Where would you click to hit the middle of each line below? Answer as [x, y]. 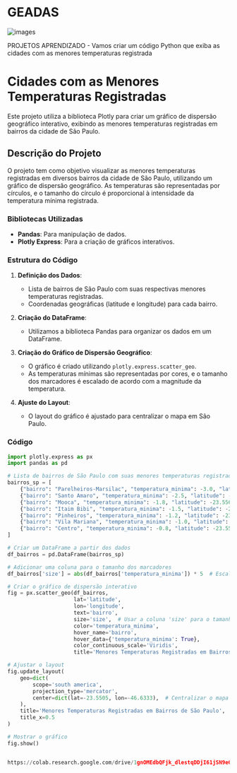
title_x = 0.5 [37, 718]
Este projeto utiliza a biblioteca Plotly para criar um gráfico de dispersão [112, 116]
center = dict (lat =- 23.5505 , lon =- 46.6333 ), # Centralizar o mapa [131, 698]
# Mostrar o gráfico [38, 737]
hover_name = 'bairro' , [105, 632]
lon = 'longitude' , [99, 606]
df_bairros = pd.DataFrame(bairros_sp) [66, 554]
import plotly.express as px [50, 456]
